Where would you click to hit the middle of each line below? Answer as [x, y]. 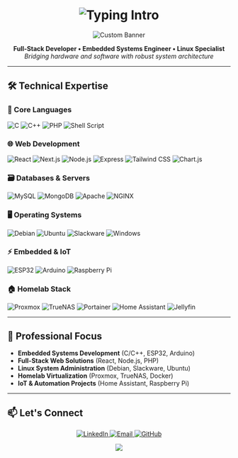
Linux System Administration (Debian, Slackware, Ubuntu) [104, 368]
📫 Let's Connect [45, 413]
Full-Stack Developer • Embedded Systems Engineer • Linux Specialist [119, 48]
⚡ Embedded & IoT [39, 252]
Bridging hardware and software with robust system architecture [119, 56]
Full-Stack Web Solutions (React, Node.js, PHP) [88, 360]
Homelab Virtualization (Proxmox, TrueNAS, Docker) [95, 376]
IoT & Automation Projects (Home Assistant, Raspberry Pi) [103, 383]
